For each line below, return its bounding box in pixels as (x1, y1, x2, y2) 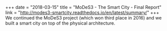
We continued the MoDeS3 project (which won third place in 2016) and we (5, 15, 162, 20)
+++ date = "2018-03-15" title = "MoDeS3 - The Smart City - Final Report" (5, 4, 162, 10)
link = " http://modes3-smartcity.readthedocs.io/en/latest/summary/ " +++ (5, 9, 159, 15)
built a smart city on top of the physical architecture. (5, 20, 116, 26)
